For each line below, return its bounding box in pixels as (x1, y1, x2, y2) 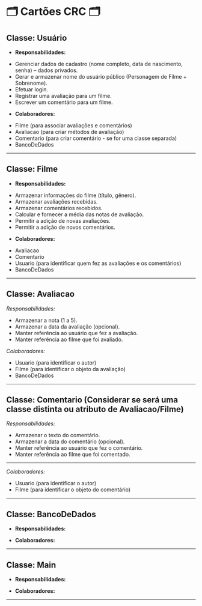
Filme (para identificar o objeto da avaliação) (14, 365, 126, 372)
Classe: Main (6, 560, 56, 570)
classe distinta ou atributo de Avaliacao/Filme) (6, 404, 185, 414)
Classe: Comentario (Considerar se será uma (6, 395, 179, 405)
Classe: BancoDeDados (6, 509, 96, 520)
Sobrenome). (14, 79, 48, 86)
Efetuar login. (14, 86, 49, 93)
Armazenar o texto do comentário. (14, 432, 100, 439)
